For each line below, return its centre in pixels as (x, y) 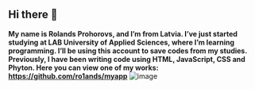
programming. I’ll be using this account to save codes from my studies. (128, 50)
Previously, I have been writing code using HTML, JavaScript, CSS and (127, 59)
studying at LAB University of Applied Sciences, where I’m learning (122, 42)
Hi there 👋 (33, 15)
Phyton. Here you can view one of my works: (83, 68)
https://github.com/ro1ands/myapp (68, 75)
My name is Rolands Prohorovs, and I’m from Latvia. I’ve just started (123, 33)
